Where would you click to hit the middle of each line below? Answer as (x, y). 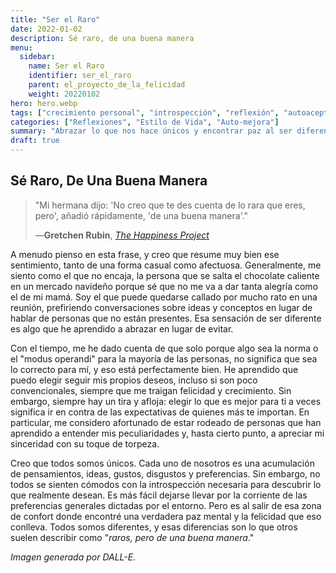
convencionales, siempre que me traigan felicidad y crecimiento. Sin (151, 390)
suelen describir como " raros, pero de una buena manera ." (132, 537)
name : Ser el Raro (66, 66)
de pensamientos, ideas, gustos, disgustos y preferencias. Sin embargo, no (165, 473)
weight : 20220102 (64, 94)
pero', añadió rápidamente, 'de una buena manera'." (141, 215)
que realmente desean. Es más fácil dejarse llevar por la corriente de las (159, 495)
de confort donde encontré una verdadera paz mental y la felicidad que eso (166, 516)
